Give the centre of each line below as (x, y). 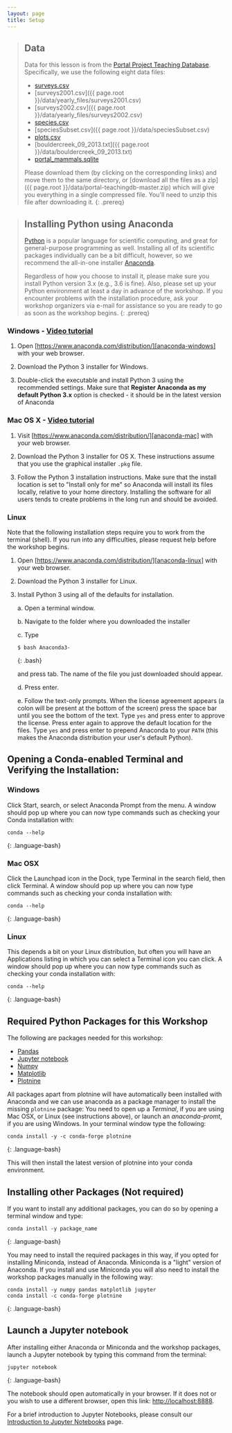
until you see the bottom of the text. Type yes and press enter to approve (121, 715)
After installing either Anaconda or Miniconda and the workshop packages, (114, 1347)
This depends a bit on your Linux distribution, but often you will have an (109, 952)
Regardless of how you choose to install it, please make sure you (117, 276)
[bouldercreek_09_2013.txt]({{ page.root (92, 145)
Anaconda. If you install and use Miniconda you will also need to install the (113, 1269)
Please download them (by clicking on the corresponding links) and (120, 173)
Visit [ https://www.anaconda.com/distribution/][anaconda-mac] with (115, 435)
